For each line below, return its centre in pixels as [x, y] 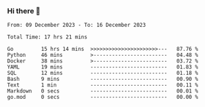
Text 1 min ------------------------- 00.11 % [102, 85]
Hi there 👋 [24, 11]
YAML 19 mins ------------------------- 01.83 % [102, 67]
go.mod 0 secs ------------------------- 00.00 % [102, 97]
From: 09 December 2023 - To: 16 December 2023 [77, 25]
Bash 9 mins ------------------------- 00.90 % [102, 79]
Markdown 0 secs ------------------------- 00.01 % [102, 91]
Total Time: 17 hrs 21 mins [47, 37]
